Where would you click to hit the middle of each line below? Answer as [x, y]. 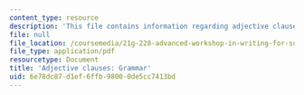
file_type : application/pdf [62, 52]
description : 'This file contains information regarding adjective [139, 26]
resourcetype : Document [54, 60]
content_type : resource [54, 18]
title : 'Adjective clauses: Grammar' [81, 69]
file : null [30, 34]
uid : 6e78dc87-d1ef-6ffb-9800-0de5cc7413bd [93, 77]
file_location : [38, 43]
